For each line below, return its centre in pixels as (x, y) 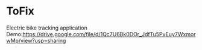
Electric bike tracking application (47, 28)
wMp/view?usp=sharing (36, 40)
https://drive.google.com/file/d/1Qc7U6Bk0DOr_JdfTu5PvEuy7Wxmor (109, 34)
